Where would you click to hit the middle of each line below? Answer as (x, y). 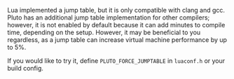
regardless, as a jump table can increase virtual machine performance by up (117, 40)
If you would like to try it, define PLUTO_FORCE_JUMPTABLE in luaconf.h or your (116, 61)
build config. (25, 68)
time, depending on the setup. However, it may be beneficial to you (104, 32)
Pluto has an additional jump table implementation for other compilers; (109, 17)
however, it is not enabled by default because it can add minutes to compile (116, 25)
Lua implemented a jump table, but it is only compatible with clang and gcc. (116, 10)
